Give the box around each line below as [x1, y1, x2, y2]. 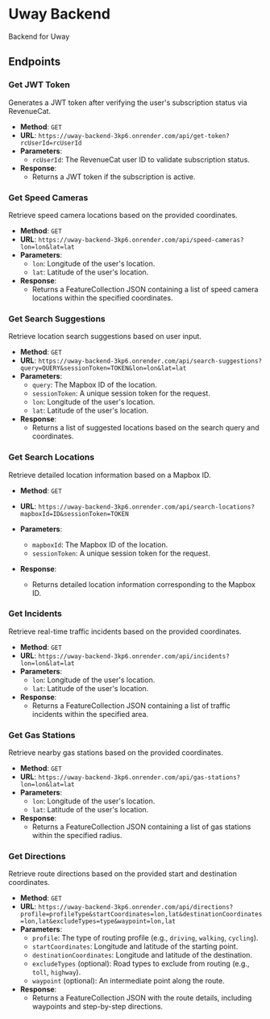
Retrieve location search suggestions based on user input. [8, 332, 201, 342]
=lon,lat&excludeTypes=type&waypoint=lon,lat [19, 917, 176, 925]
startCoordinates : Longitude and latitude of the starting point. [31, 941, 239, 951]
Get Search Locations [8, 451, 95, 463]
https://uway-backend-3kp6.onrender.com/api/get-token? [38, 132, 230, 140]
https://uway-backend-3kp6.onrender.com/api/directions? [38, 904, 234, 912]
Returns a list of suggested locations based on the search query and [31, 423, 260, 433]
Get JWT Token [8, 79, 70, 90]
